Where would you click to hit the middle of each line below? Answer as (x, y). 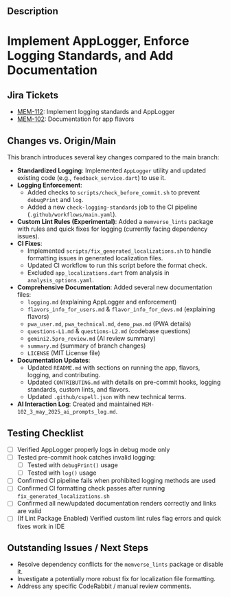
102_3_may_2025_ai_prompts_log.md (66, 412)
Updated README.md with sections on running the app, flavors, (114, 368)
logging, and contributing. (64, 375)
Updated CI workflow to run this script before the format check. (117, 266)
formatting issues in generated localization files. (95, 258)
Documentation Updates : (54, 361)
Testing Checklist (45, 433)
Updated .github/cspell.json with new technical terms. (107, 397)
